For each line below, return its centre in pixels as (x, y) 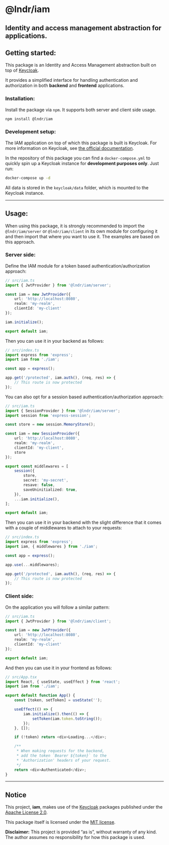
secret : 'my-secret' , (46, 481)
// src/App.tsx (21, 677)
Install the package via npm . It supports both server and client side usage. (81, 110)
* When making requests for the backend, (60, 751)
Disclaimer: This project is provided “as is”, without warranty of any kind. (81, 832)
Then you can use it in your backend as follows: (55, 341)
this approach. (20, 242)
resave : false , (39, 485)
